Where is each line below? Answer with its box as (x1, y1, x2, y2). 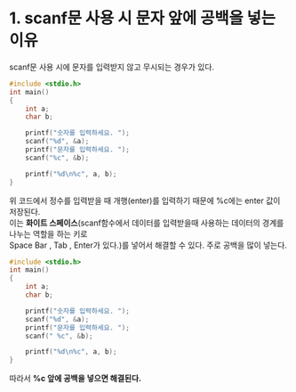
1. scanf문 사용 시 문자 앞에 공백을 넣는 (9, 8, 276, 29)
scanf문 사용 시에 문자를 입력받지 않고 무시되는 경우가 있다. (9, 61, 215, 72)
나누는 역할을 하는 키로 (9, 228, 88, 239)
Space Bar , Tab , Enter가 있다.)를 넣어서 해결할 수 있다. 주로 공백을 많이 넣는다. (9, 240, 287, 250)
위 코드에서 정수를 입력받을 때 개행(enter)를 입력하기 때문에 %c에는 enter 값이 (9, 195, 281, 206)
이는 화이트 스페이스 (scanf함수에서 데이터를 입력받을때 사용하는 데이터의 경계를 (9, 217, 284, 228)
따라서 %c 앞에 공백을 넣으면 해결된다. (9, 373, 142, 384)
